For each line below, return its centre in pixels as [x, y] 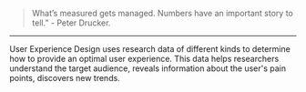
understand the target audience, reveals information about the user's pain [148, 68]
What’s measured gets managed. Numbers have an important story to [162, 13]
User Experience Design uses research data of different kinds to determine [150, 49]
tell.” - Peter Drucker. [71, 23]
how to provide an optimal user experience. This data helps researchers [144, 59]
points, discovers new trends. [65, 78]
